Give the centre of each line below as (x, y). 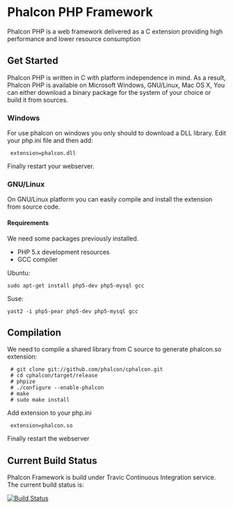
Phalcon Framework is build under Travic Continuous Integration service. (112, 478)
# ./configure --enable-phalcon (57, 388)
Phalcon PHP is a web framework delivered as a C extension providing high (115, 31)
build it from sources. (38, 100)
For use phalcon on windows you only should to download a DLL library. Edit (116, 133)
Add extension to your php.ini (49, 413)
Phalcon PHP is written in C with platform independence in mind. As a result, (116, 77)
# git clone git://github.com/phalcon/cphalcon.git (87, 370)
